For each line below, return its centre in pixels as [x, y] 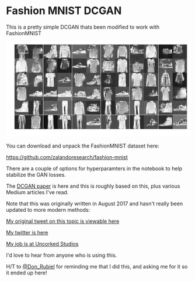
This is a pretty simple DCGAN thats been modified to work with [83, 27]
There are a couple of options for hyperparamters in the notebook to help [94, 168]
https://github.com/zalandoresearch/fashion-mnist [67, 157]
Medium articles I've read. [37, 192]
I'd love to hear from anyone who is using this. [62, 255]
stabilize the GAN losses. [36, 174]
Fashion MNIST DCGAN [64, 11]
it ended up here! [27, 273]
